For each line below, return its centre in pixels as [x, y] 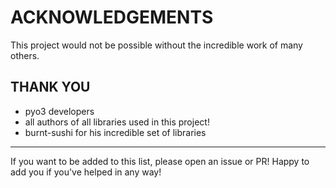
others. [25, 55]
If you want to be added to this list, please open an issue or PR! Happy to [160, 161]
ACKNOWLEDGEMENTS [112, 17]
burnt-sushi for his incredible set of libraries [115, 132]
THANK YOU [50, 87]
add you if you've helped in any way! [86, 172]
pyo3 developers [59, 111]
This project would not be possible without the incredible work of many [156, 45]
